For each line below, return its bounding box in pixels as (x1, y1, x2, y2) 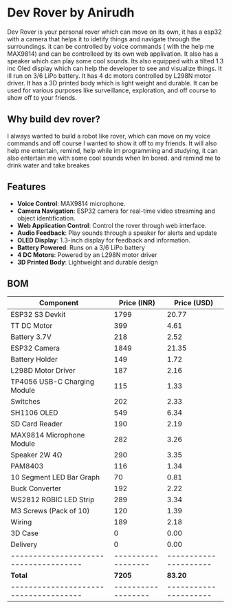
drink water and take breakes (7, 161, 90, 169)
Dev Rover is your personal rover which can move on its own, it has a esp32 (7, 28, 222, 36)
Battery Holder (10, 355, 58, 364)
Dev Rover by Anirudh (7, 5, 135, 21)
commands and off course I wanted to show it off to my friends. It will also (7, 139, 217, 147)
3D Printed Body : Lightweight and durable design (16, 258, 158, 266)
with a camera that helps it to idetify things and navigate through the (7, 34, 201, 43)
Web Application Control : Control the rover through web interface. (16, 221, 207, 229)
